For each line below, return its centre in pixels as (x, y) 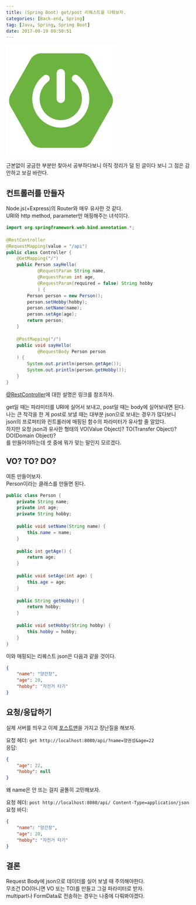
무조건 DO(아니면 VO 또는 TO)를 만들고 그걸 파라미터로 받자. (75, 889)
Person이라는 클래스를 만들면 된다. (46, 483)
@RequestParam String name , (72, 271)
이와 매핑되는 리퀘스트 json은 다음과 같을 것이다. (61, 656)
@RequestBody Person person (72, 351)
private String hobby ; (44, 514)
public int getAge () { (44, 551)
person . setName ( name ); (55, 308)
